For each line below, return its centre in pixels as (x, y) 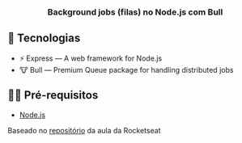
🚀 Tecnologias (44, 38)
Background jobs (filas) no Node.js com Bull (135, 12)
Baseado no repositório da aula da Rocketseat (84, 130)
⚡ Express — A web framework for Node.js (91, 58)
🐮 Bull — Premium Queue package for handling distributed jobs (126, 69)
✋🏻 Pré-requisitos (53, 95)
